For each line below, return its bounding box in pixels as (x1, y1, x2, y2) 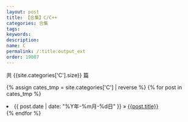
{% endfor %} (6, 109, 41, 117)
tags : (6, 25, 20, 32)
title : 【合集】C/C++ (6, 15, 58, 21)
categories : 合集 (6, 20, 49, 26)
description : (6, 37, 40, 43)
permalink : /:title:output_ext (6, 49, 86, 55)
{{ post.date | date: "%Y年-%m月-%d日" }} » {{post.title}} (14, 103, 159, 110)
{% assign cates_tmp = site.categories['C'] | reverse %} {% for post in (6, 83, 183, 91)
